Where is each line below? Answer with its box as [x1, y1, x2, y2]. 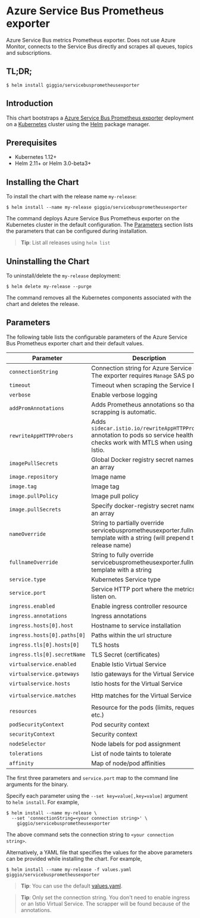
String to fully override [91, 551, 154, 559]
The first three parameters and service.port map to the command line [6, 774, 179, 781]
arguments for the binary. [6, 780, 68, 788]
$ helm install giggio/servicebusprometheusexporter [6, 82, 140, 88]
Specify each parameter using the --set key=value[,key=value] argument [6, 792, 188, 799]
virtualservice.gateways [9, 670, 80, 677]
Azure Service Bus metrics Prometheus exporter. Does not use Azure [6, 36, 176, 43]
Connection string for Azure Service [91, 364, 192, 372]
